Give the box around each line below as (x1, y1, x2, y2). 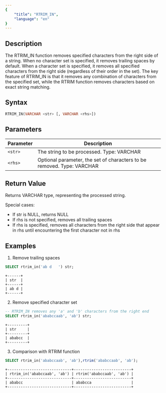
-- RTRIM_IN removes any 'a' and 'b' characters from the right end (5, 309, 149, 314)
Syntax (5, 98, 28, 107)
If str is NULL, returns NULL (12, 211, 69, 218)
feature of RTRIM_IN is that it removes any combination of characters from (5, 74, 157, 80)
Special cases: (5, 202, 35, 208)
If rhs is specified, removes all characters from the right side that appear (12, 222, 160, 228)
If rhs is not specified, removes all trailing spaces (12, 217, 112, 223)
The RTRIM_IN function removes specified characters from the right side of (5, 52, 159, 58)
